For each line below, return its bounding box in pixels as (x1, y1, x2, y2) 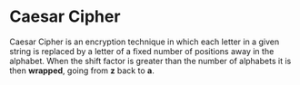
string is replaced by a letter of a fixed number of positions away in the (9, 45, 275, 56)
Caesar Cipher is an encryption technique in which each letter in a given (9, 36, 280, 47)
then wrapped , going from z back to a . (9, 65, 155, 76)
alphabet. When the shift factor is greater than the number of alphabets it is (9, 55, 292, 66)
